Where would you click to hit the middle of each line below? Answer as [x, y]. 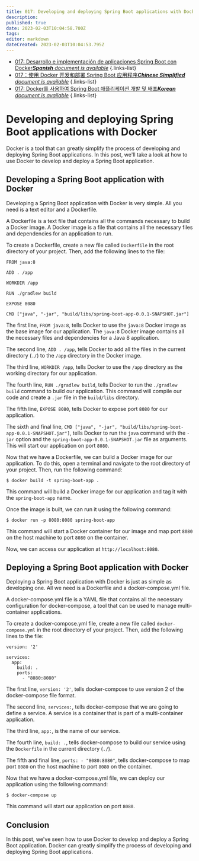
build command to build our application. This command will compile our [94, 391]
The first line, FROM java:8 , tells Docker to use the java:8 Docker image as [96, 325]
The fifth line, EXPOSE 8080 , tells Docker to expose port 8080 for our [87, 409]
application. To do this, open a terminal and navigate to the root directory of [98, 463]
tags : [13, 34]
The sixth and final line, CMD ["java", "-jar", [62, 426]
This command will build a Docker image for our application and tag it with [97, 491]
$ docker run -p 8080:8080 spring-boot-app [61, 520]
